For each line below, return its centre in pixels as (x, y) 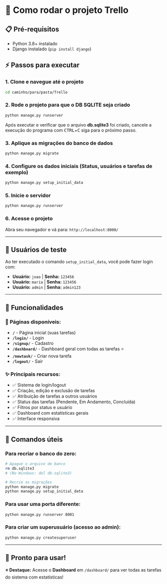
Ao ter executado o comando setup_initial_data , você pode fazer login (79, 262)
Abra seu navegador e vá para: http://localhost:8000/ (62, 229)
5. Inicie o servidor (28, 195)
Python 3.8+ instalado (35, 44)
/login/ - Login (28, 338)
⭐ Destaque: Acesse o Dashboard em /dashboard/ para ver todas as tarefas (83, 570)
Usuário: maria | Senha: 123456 (44, 282)
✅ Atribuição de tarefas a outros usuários (55, 396)
